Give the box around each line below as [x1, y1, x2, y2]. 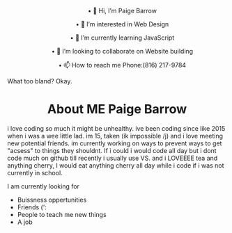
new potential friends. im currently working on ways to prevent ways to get [7, 139, 222, 147]
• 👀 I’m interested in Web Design [75, 20, 169, 28]
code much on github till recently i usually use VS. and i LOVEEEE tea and [7, 154, 218, 162]
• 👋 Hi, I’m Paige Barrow [87, 7, 157, 15]
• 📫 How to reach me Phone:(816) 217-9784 [58, 61, 187, 69]
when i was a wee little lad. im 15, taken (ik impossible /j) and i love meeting [7, 131, 224, 140]
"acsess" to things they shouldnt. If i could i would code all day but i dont [7, 146, 217, 154]
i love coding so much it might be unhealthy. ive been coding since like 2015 [7, 124, 226, 132]
